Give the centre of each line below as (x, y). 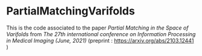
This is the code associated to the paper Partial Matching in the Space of (97, 28)
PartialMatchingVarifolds (70, 11)
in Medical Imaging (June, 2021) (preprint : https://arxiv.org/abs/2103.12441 (100, 40)
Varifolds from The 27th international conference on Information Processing (101, 34)
